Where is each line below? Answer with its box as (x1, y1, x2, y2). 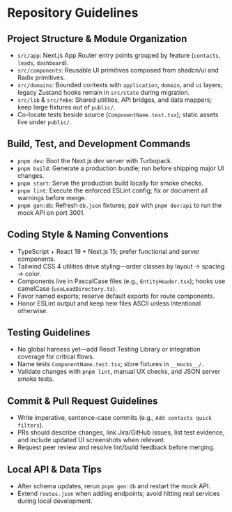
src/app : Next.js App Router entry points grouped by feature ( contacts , (17, 51, 221, 59)
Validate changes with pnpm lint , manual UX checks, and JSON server (17, 368, 221, 376)
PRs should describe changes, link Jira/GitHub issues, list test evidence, (17, 428, 225, 437)
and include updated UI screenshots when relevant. (17, 436, 166, 444)
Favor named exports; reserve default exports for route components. (17, 292, 215, 300)
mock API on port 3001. (17, 208, 85, 217)
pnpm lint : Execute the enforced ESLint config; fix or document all (17, 186, 208, 195)
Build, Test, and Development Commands (7, 138, 191, 150)
